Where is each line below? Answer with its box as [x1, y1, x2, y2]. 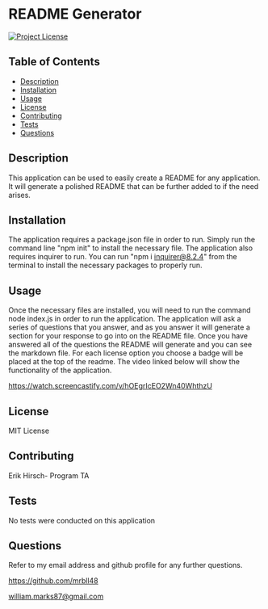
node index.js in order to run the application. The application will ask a [8, 314, 241, 324]
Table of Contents [8, 55, 101, 69]
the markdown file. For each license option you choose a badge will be [8, 348, 244, 358]
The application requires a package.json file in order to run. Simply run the [8, 235, 256, 245]
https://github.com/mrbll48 [8, 576, 98, 586]
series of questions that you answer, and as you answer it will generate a [8, 322, 250, 332]
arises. [8, 190, 31, 199]
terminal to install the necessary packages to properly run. [8, 260, 203, 271]
